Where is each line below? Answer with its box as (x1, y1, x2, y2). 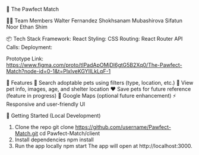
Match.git (14, 130, 39, 137)
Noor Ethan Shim (6, 24, 48, 30)
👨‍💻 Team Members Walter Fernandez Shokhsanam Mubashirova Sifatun (6, 17, 183, 24)
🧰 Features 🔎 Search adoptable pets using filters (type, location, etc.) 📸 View (6, 79, 194, 86)
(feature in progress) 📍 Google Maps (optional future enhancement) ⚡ (6, 92, 176, 99)
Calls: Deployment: (6, 44, 52, 50)
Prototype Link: (6, 55, 43, 62)
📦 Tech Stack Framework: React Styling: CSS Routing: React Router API (6, 35, 183, 42)
